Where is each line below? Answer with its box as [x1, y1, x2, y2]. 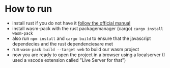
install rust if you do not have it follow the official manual [12, 20, 131, 26]
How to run [5, 3, 52, 15]
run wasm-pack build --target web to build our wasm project [12, 46, 139, 52]
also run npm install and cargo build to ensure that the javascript [12, 35, 151, 41]
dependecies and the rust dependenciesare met [12, 40, 113, 47]
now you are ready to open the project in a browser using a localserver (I [12, 52, 165, 58]
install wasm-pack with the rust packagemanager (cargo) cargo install [12, 25, 163, 31]
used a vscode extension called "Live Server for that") [12, 57, 126, 63]
